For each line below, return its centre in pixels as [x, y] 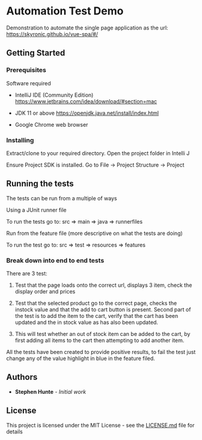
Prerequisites [26, 70]
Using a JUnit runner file [36, 210]
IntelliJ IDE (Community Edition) [54, 95]
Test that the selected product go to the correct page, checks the [96, 303]
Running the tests [40, 184]
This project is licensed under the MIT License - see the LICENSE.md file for [100, 425]
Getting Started [36, 53]
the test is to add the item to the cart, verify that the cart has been [96, 316]
